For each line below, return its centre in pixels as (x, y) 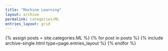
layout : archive (22, 14)
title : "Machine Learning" (33, 10)
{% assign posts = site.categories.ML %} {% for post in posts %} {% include (84, 38)
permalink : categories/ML (32, 19)
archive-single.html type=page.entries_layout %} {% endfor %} (71, 43)
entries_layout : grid (28, 24)
